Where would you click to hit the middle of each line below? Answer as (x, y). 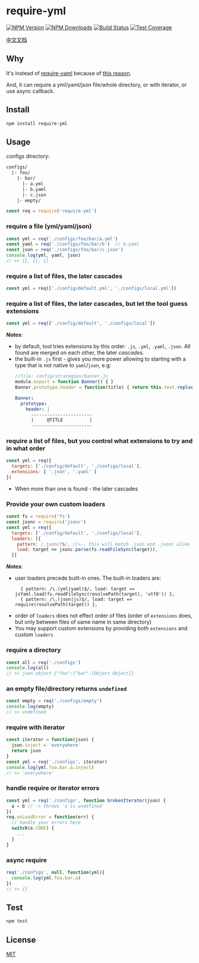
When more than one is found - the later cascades (76, 489)
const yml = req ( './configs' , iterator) (57, 762)
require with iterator (36, 727)
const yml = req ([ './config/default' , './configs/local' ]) (81, 323)
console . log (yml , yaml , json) (44, 255)
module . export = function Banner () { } (64, 382)
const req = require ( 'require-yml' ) (51, 211)
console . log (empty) (30, 706)
